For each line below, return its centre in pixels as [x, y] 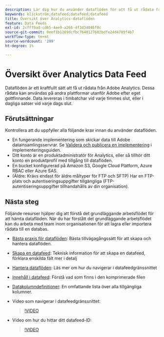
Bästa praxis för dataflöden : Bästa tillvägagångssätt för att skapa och [82, 238]
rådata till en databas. [27, 229]
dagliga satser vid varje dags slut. [39, 103]
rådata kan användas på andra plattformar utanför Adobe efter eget [73, 93]
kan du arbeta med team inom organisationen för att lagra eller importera [78, 224]
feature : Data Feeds [26, 23]
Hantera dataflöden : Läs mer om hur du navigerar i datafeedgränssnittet [84, 268]
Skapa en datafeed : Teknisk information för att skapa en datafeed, [79, 253]
